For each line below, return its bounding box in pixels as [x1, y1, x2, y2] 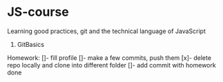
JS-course [7, 4, 69, 20]
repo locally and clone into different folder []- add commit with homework [7, 61, 216, 69]
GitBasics [17, 40, 45, 48]
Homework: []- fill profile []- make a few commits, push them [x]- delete [7, 53, 212, 62]
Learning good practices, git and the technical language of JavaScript [7, 27, 206, 35]
